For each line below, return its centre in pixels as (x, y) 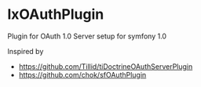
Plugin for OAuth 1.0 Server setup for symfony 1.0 (87, 36)
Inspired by (26, 51)
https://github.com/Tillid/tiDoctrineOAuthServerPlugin (106, 66)
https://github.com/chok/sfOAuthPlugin (82, 74)
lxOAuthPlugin (56, 14)
